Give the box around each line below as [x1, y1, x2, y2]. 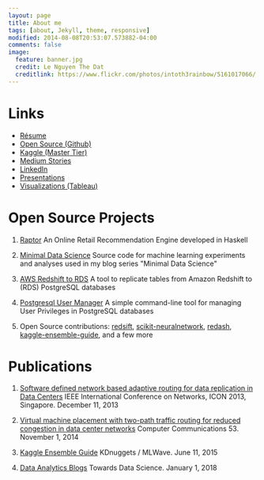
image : [8, 48, 30, 56]
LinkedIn [19, 164, 48, 174]
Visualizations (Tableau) [19, 181, 99, 191]
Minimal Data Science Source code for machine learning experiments [19, 250, 246, 259]
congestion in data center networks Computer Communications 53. [19, 424, 239, 433]
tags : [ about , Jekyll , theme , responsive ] [8, 26, 150, 34]
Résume [19, 130, 47, 140]
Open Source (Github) [19, 139, 92, 149]
